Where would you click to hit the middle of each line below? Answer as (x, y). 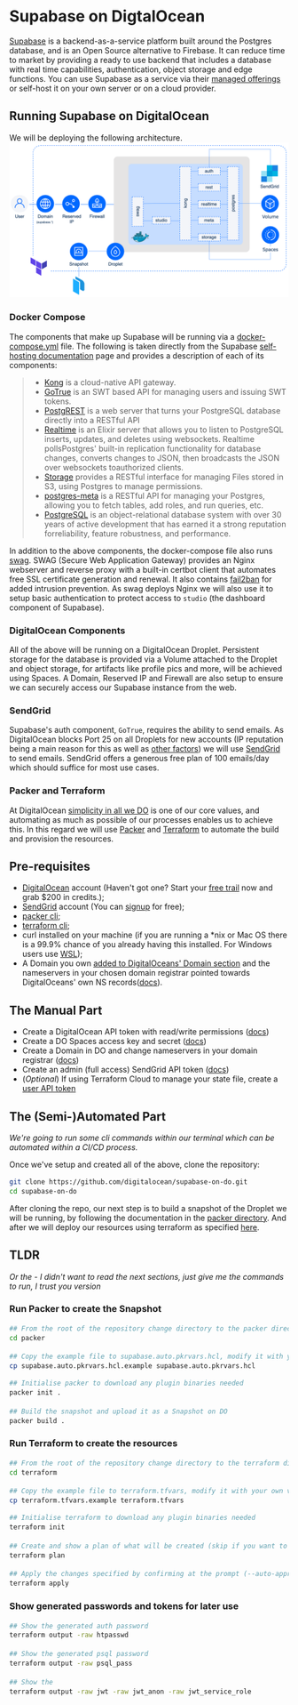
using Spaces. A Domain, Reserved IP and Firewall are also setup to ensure (146, 678)
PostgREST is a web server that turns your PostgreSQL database (162, 410)
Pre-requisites (50, 866)
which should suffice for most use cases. (84, 768)
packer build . (37, 1420)
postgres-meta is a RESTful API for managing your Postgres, (155, 495)
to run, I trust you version (55, 1286)
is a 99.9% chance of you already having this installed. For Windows (147, 945)
